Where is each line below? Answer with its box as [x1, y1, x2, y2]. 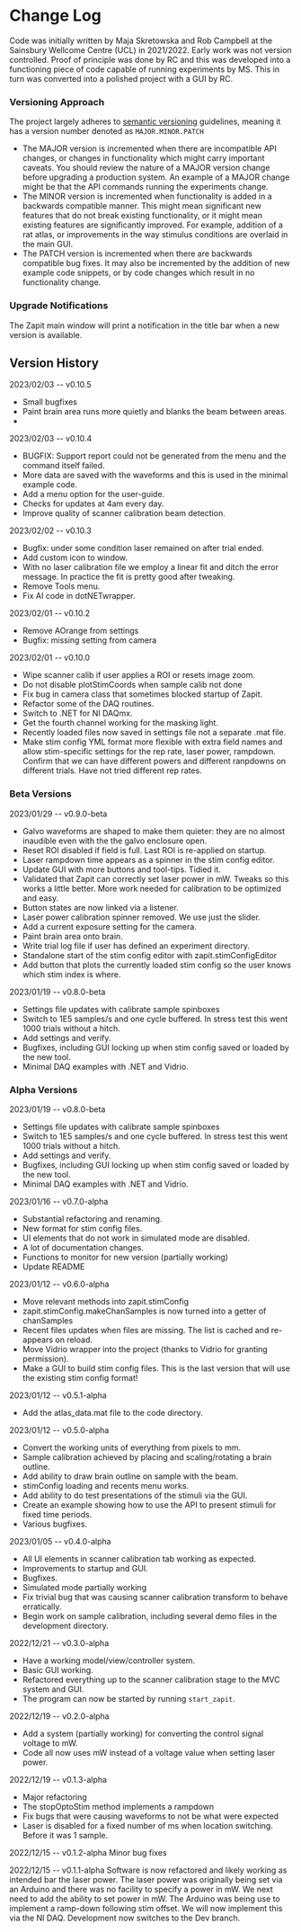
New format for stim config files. [22, 1223, 143, 1233]
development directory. [22, 1620, 110, 1631]
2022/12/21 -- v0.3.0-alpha [9, 1637, 110, 1648]
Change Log [9, 5, 102, 26]
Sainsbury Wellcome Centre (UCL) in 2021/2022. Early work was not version [9, 44, 292, 55]
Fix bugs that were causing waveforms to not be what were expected [22, 1811, 279, 1821]
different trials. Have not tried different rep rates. [22, 765, 202, 776]
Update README [22, 1260, 85, 1272]
